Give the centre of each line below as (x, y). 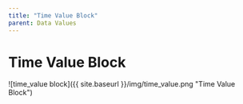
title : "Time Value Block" (53, 15)
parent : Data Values (43, 23)
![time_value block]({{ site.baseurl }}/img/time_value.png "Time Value (122, 84)
